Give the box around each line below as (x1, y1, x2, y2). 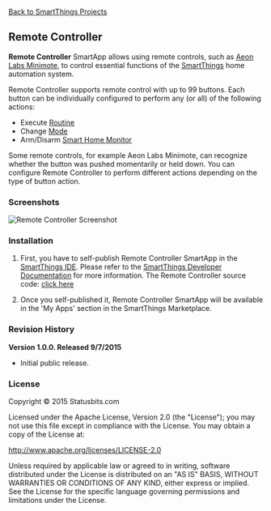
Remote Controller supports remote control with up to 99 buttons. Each (8, 84, 245, 94)
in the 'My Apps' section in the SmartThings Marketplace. (19, 304, 212, 313)
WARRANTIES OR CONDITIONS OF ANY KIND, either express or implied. (8, 478, 249, 488)
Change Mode (19, 126, 68, 136)
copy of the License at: (8, 429, 85, 439)
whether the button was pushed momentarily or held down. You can (8, 159, 235, 168)
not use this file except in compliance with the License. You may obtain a (8, 421, 251, 430)
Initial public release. (19, 358, 89, 368)
